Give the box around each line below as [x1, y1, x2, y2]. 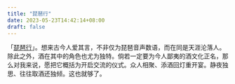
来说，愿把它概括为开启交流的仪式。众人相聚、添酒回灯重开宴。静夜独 [25, 61, 229, 69]
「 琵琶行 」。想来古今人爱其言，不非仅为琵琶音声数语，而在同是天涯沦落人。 [7, 43, 226, 52]
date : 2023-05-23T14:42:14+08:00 [7, 17, 105, 24]
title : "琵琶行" [7, 10, 52, 17]
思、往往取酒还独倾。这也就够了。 [7, 69, 106, 78]
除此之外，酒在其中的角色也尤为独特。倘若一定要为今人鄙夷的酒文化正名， [7, 52, 222, 60]
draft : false [7, 23, 46, 30]
